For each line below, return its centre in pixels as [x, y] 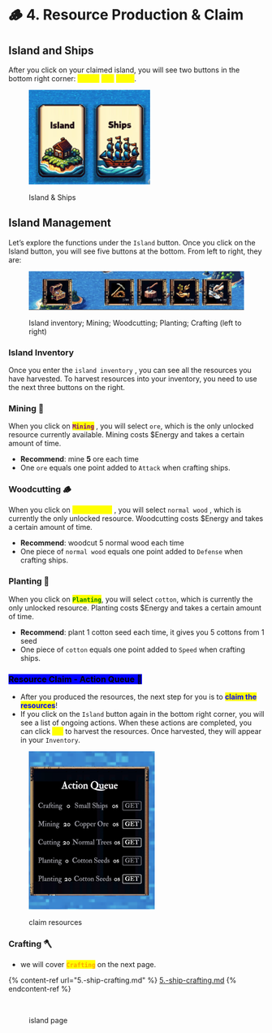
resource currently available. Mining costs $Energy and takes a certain [127, 435]
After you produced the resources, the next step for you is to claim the [138, 697]
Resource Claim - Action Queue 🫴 [76, 679]
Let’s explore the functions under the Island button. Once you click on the [132, 242]
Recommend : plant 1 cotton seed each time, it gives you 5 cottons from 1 [142, 632]
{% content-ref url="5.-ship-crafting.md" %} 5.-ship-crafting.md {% [123, 980]
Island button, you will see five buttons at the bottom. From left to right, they [135, 251]
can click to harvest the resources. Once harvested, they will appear [141, 731]
